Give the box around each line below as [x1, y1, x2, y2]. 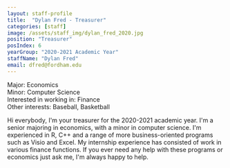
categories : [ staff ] [7, 23, 67, 30]
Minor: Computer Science [7, 88, 81, 96]
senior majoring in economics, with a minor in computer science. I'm [7, 123, 202, 131]
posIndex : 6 [7, 42, 41, 49]
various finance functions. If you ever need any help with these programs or [7, 145, 223, 153]
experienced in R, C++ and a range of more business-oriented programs [7, 131, 213, 139]
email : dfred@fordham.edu [7, 62, 82, 68]
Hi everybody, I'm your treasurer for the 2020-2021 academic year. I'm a [7, 115, 214, 124]
